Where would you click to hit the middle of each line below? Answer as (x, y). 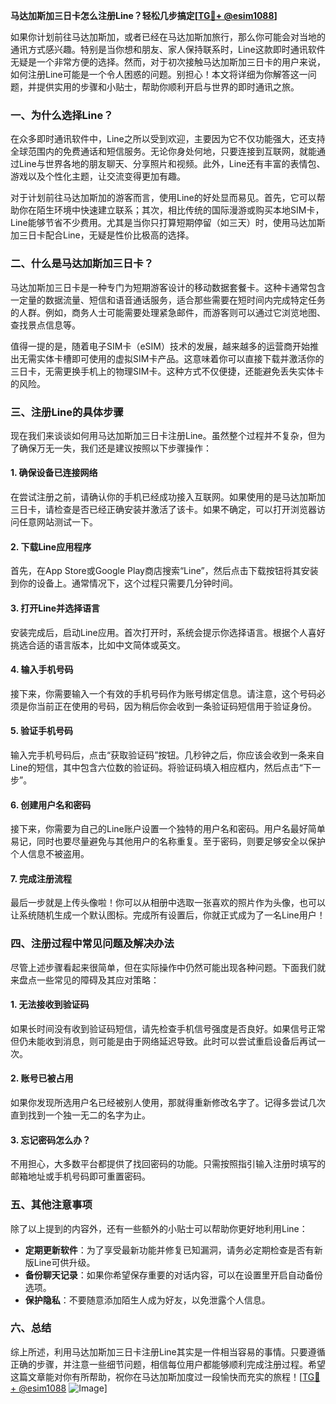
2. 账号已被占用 (42, 1078)
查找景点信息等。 (45, 325)
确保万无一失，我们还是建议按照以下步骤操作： (115, 448)
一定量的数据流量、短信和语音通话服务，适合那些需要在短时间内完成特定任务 (168, 300)
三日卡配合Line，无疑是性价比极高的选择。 (106, 235)
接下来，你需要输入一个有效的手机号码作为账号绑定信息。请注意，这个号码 (163, 693)
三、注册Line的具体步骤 (67, 412)
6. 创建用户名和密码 (51, 805)
